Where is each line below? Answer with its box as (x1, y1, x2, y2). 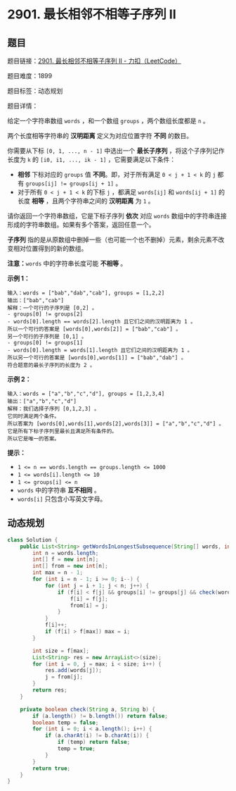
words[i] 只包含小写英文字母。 (17, 494, 107, 503)
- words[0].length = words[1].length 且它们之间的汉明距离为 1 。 (7, 347, 193, 354)
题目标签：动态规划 (7, 87, 63, 95)
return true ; (32, 765, 71, 772)
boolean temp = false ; (32, 719, 99, 726)
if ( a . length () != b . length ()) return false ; (32, 712, 169, 719)
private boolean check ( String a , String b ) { (20, 706, 156, 713)
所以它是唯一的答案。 (7, 435, 60, 442)
